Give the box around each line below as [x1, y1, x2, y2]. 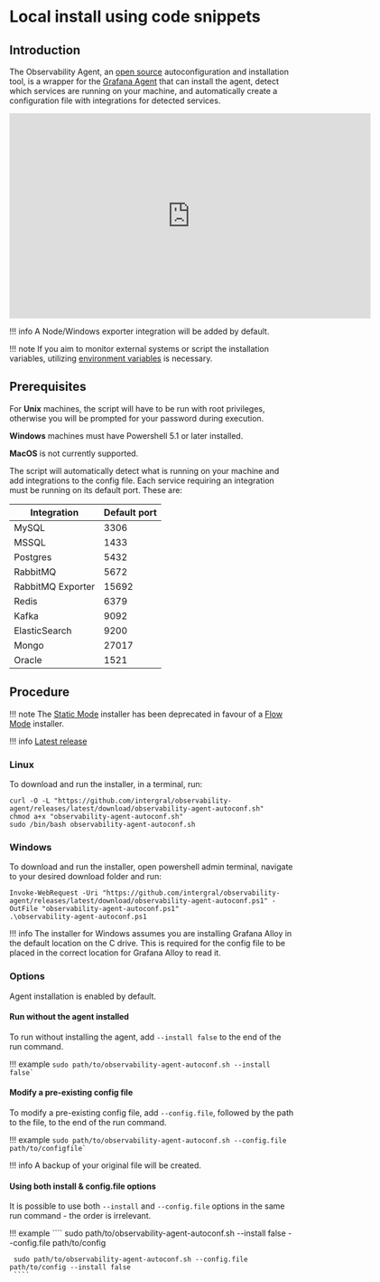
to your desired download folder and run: [9, 871, 162, 882]
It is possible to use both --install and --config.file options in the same [9, 1201, 285, 1211]
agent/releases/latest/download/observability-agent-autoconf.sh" [9, 803, 264, 813]
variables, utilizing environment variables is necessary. [9, 353, 213, 364]
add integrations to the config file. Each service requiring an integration [9, 475, 275, 486]
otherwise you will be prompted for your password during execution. [9, 413, 264, 423]
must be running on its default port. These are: [9, 484, 183, 495]
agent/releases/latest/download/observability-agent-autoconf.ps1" [9, 897, 269, 906]
